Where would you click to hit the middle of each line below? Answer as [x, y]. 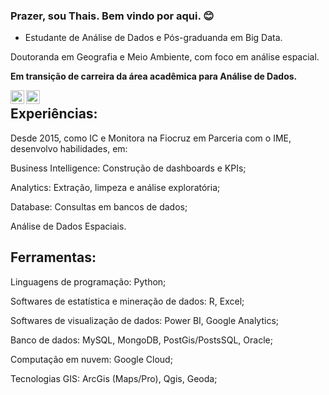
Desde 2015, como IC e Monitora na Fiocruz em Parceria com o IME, [151, 138]
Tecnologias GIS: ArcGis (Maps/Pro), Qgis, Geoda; [114, 378]
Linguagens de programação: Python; [88, 281]
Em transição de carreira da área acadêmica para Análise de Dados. [154, 76]
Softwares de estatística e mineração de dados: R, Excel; [127, 301]
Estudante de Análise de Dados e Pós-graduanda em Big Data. [153, 38]
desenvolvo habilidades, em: [69, 148]
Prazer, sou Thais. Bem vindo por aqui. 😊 [112, 16]
